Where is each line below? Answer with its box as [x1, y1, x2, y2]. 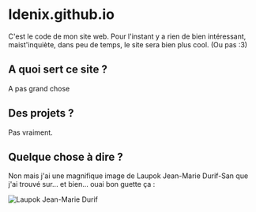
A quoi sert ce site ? [8, 63, 108, 76]
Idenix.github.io [8, 6, 115, 24]
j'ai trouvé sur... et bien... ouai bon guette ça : [8, 180, 156, 189]
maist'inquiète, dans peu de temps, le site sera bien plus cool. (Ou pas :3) [8, 39, 247, 49]
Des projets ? [8, 106, 74, 120]
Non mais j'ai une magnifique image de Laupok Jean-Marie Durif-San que [8, 171, 249, 180]
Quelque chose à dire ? [8, 150, 124, 163]
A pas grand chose [8, 84, 70, 93]
